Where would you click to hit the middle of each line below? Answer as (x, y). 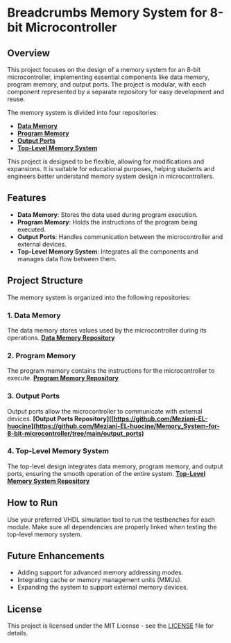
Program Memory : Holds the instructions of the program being (107, 222)
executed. (32, 229)
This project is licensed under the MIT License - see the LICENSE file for (110, 626)
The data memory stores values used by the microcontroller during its (107, 330)
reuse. (16, 99)
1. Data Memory (34, 315)
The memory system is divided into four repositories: (83, 113)
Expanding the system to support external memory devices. (103, 588)
